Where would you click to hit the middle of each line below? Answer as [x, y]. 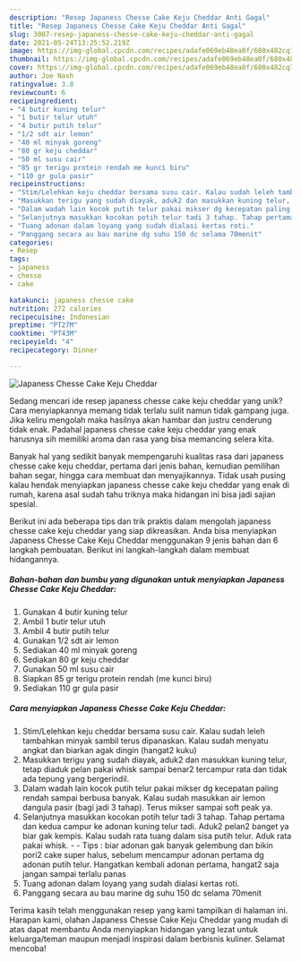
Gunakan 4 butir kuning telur [75, 612]
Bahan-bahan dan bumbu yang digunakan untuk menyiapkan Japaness [147, 579]
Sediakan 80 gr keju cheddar [76, 659]
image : [21, 51]
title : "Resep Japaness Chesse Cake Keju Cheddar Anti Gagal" [128, 26]
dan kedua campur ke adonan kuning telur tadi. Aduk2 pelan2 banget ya [155, 826]
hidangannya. [34, 559]
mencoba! [28, 948]
